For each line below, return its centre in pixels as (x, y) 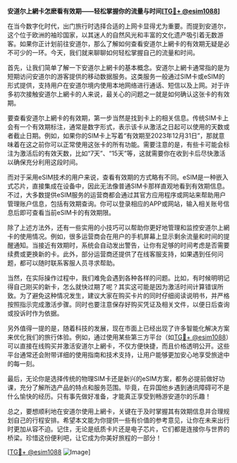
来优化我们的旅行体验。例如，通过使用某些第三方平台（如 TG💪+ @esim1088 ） (118, 337)
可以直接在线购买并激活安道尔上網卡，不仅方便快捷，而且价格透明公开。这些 (119, 346)
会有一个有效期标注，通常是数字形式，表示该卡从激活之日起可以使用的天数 (115, 127)
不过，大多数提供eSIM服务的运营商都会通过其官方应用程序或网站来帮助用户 (117, 195)
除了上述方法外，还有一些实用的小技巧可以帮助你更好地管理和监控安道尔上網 (119, 228)
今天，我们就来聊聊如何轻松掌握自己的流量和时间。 (124, 53)
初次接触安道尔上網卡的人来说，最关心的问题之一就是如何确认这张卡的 (115, 94)
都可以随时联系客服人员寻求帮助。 (69, 263)
